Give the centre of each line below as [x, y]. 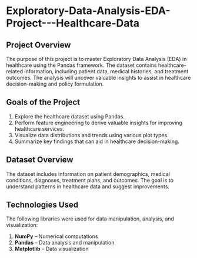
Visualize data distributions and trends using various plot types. [91, 135]
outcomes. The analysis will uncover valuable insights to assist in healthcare [98, 78]
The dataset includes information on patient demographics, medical [88, 174]
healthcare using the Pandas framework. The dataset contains [81, 65]
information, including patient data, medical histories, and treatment [106, 71]
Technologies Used [42, 205]
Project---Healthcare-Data [73, 23]
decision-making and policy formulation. [55, 84]
